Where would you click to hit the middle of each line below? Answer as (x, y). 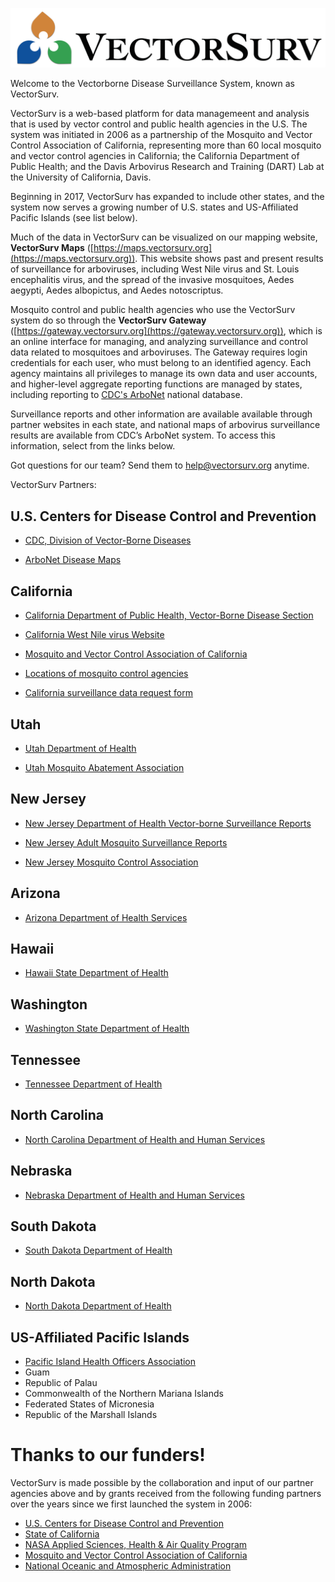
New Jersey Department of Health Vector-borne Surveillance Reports (168, 823)
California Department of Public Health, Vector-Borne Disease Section (169, 615)
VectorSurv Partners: (53, 485)
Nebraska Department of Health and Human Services (134, 1195)
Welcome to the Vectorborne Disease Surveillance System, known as (152, 84)
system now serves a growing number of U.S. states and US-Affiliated (154, 207)
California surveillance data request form (109, 693)
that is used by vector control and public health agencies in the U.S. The (159, 124)
